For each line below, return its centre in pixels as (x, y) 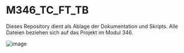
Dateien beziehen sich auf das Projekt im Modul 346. (70, 32)
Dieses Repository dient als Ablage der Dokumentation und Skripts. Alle (92, 26)
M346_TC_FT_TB (47, 10)
